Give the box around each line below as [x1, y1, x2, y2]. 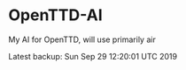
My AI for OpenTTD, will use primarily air [8, 34, 156, 45]
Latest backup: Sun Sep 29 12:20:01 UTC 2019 [8, 51, 178, 61]
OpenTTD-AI [8, 5, 103, 25]
